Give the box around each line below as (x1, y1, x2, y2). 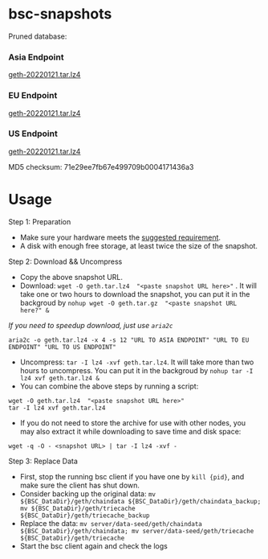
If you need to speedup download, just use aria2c (8, 320, 173, 330)
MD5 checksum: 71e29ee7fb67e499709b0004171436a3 (8, 162, 194, 171)
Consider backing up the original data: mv (19, 488, 156, 499)
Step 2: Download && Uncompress (8, 257, 123, 266)
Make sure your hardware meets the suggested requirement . (19, 232, 221, 242)
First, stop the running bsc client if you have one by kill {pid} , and (19, 471, 245, 481)
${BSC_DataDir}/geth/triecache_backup (19, 512, 150, 520)
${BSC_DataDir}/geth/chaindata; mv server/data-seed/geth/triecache (19, 527, 254, 535)
